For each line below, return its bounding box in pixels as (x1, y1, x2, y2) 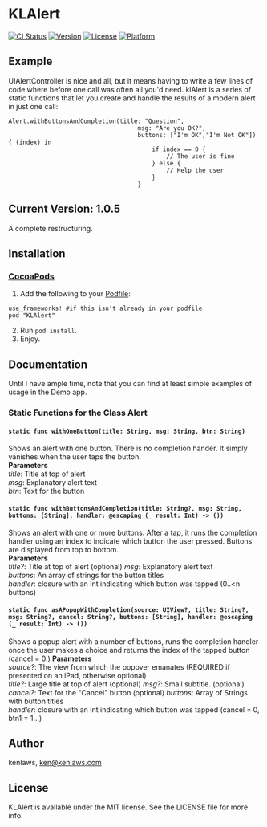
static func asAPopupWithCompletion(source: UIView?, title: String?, (8, 605, 249, 614)
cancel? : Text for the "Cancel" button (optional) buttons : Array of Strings (8, 687, 249, 697)
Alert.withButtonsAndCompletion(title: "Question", (8, 117, 184, 125)
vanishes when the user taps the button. (8, 452, 142, 462)
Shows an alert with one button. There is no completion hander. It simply (8, 443, 248, 454)
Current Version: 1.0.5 (8, 202, 121, 216)
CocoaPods (8, 271, 55, 282)
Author (8, 736, 44, 750)
